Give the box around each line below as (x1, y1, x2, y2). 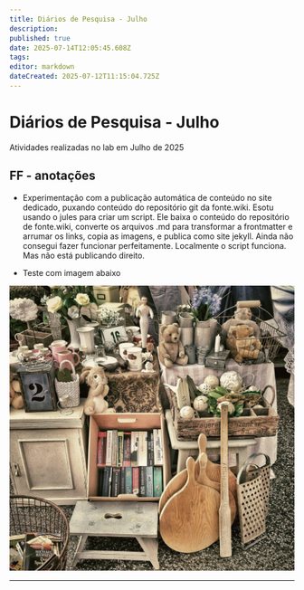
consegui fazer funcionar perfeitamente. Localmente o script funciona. (22, 240, 287, 251)
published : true (9, 33, 71, 43)
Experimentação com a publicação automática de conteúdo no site (22, 192, 272, 203)
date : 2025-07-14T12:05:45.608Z (9, 43, 131, 52)
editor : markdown (9, 62, 75, 71)
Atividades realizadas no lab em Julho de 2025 (9, 141, 185, 153)
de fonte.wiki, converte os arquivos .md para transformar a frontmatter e (22, 221, 293, 232)
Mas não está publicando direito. (22, 250, 145, 261)
